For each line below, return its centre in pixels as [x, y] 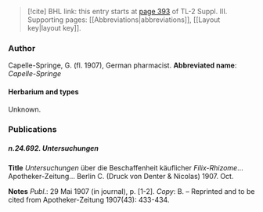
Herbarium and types [44, 91]
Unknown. [25, 109]
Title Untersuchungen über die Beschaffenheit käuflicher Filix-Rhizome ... [126, 168]
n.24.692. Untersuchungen [54, 148]
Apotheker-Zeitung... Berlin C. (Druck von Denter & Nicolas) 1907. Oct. [121, 177]
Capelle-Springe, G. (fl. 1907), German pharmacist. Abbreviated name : [122, 65]
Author [22, 48]
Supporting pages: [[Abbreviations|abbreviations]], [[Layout [124, 20]
